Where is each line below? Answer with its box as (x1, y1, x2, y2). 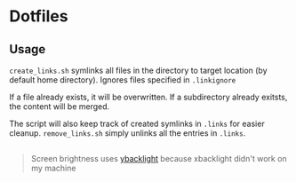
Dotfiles (9, 6, 68, 27)
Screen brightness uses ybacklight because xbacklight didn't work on (30, 154, 287, 164)
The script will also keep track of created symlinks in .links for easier (9, 118, 265, 129)
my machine (30, 162, 76, 174)
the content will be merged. (9, 101, 110, 112)
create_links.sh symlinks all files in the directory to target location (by (9, 65, 268, 75)
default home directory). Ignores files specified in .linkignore (9, 75, 236, 85)
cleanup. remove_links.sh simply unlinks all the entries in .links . (9, 128, 246, 138)
